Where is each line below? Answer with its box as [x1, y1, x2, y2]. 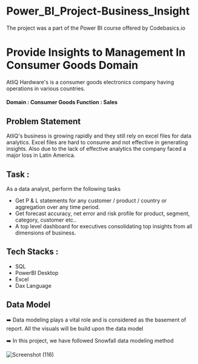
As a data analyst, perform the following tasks [6, 185, 121, 193]
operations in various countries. [6, 85, 86, 92]
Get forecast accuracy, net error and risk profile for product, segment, [15, 210, 190, 217]
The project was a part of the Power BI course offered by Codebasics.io [6, 24, 186, 31]
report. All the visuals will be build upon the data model [6, 325, 144, 332]
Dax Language [15, 282, 51, 289]
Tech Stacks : [6, 247, 59, 257]
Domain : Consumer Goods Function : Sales [6, 99, 118, 106]
